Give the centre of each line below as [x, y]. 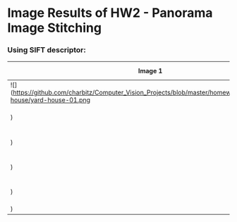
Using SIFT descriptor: [47, 50]
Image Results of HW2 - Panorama [110, 13]
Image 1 [150, 71]
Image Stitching [55, 28]
